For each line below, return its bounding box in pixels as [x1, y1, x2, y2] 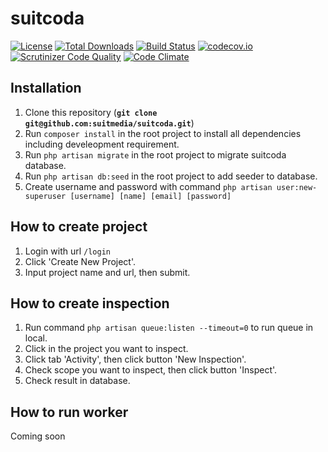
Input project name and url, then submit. [24, 266, 191, 278]
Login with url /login [24, 245, 111, 257]
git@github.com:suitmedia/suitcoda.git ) [24, 117, 195, 129]
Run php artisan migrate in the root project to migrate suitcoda [24, 148, 287, 161]
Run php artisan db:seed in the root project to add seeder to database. [24, 170, 318, 182]
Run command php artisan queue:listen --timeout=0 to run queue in [24, 322, 314, 334]
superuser [24, 191, 67, 201]
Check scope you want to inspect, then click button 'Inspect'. [24, 364, 278, 376]
